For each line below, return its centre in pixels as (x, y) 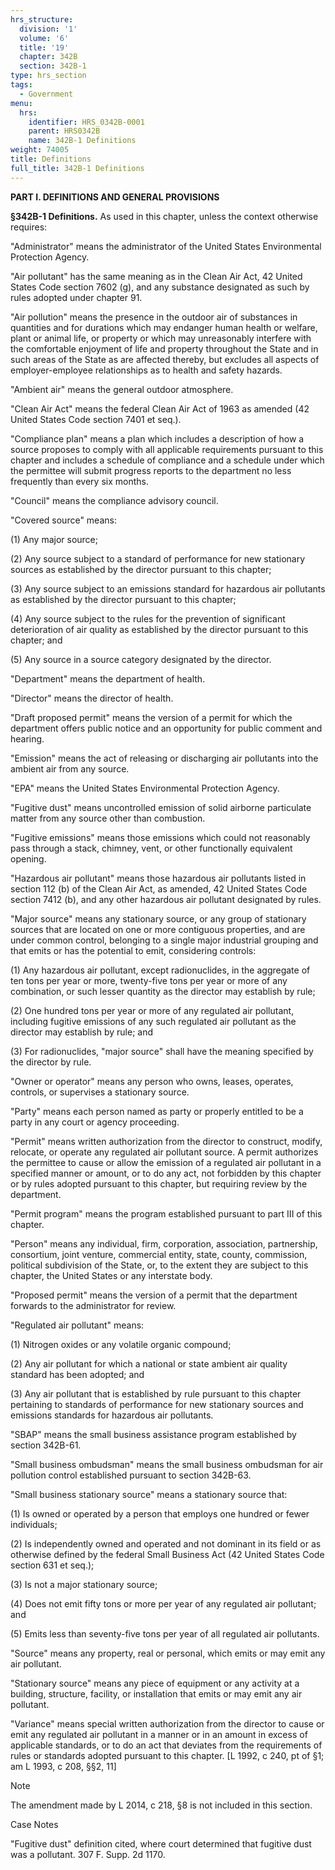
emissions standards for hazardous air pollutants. (112, 1415)
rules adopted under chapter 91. (76, 297)
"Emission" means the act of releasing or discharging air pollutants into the (164, 758)
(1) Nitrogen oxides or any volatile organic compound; (121, 1344)
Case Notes (34, 1824)
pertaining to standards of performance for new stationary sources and (157, 1404)
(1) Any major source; (54, 539)
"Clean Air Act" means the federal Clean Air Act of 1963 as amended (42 (160, 408)
